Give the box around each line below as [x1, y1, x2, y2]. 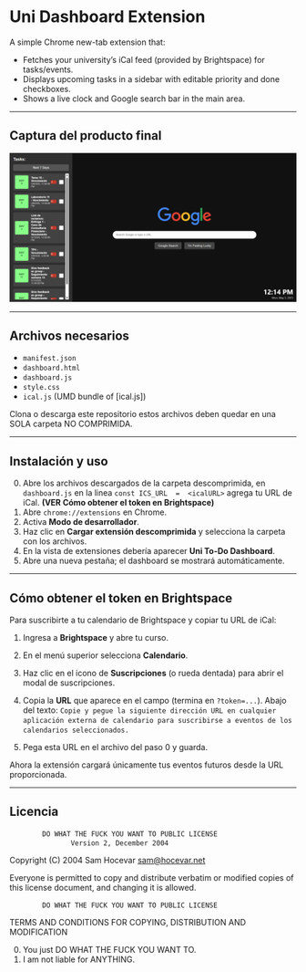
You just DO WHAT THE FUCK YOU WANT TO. [22, 944, 197, 955]
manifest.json [22, 354, 76, 363]
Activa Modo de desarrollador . [22, 517, 139, 528]
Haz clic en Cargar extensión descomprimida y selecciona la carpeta [22, 527, 286, 538]
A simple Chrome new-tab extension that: [9, 37, 166, 47]
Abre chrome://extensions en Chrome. [22, 507, 167, 517]
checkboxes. [22, 83, 71, 94]
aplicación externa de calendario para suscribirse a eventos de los [22, 716, 293, 726]
